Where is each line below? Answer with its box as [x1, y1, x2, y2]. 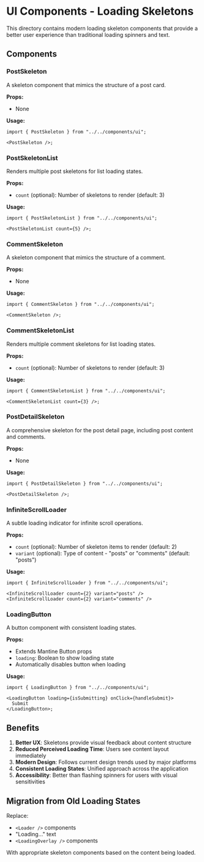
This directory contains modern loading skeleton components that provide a [6, 25, 198, 32]
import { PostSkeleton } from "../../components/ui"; [6, 129, 147, 135]
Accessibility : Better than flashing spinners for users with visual [15, 771, 178, 779]
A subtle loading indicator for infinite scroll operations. [6, 519, 143, 527]
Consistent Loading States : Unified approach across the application [15, 765, 189, 772]
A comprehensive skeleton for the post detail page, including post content [6, 426, 194, 433]
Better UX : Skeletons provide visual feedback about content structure [15, 739, 192, 746]
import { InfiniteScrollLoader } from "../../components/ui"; [6, 580, 168, 586]
